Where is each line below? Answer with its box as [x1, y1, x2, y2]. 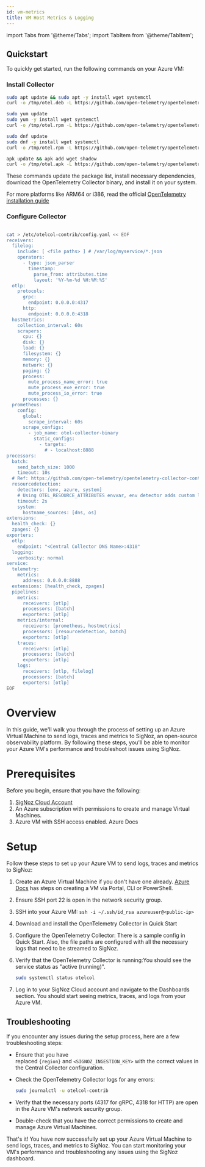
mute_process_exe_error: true [28, 385, 105, 391]
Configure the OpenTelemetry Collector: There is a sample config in [15, 932, 185, 939]
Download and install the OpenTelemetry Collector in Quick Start [15, 920, 178, 927]
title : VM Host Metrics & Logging [6, 15, 95, 21]
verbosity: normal [17, 555, 64, 561]
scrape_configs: [22, 425, 64, 431]
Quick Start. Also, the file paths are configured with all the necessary [15, 938, 189, 946]
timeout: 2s [17, 498, 48, 504]
